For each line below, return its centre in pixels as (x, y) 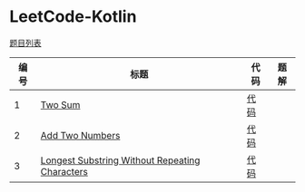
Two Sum (60, 104)
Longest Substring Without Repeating (120, 160)
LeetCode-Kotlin (73, 17)
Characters (64, 171)
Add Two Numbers (80, 135)
